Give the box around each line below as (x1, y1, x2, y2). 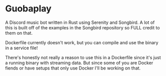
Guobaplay (5, 3, 51, 14)
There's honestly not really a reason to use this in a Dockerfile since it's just (5, 54, 161, 60)
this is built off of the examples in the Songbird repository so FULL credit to (5, 24, 160, 30)
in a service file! (5, 45, 38, 51)
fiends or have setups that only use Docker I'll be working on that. (5, 65, 141, 71)
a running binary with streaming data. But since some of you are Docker (5, 60, 153, 66)
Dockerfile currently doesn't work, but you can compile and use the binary (5, 39, 158, 45)
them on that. (5, 30, 33, 36)
